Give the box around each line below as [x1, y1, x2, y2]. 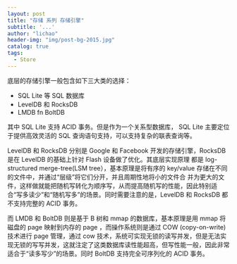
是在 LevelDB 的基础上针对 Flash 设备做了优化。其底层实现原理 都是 [7, 155, 205, 163]
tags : [7, 50, 23, 57]
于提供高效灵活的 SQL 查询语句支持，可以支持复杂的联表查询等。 [7, 131, 196, 139]
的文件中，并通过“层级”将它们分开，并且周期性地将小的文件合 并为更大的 [7, 172, 219, 181]
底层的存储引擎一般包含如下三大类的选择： [7, 76, 131, 84]
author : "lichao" [7, 30, 59, 37]
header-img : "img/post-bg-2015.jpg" [7, 37, 115, 44]
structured [7, 163, 38, 172]
